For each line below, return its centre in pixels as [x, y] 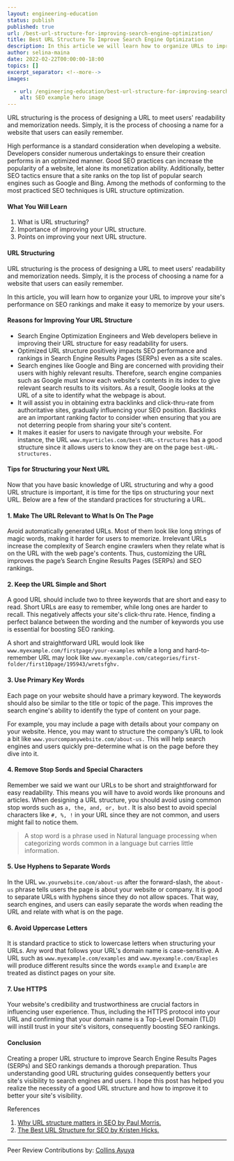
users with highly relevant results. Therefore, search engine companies [119, 373]
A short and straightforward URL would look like [76, 643]
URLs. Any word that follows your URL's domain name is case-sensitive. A [113, 951]
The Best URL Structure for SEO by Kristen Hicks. [88, 1130]
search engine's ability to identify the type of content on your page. [104, 710]
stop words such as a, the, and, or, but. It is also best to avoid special [112, 807]
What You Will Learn [37, 206]
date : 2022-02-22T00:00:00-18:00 [56, 59]
